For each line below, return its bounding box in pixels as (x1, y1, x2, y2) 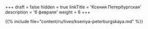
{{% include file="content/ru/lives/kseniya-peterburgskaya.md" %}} (5, 19, 144, 24)
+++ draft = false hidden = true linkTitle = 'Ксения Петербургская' (5, 4, 142, 10)
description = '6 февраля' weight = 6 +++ (5, 9, 91, 15)
